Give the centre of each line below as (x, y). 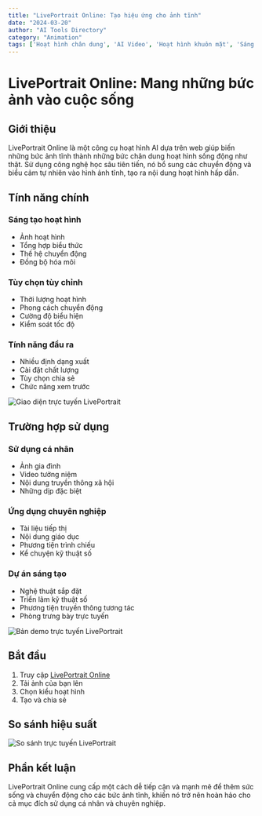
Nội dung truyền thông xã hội (67, 483)
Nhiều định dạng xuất (54, 362)
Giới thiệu (32, 129)
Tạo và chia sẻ (43, 700)
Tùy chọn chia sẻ (47, 378)
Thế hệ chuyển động (53, 253)
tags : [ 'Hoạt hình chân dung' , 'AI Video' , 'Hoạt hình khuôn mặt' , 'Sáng (131, 45)
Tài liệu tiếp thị (43, 528)
